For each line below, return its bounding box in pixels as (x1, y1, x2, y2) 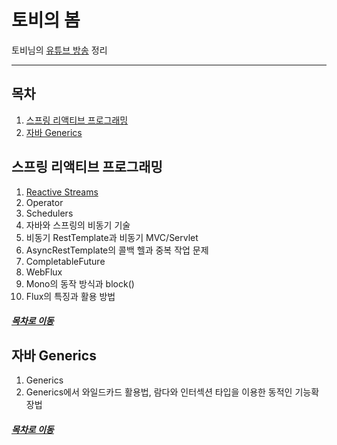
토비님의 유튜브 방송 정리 (11, 44, 108, 56)
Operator (25, 196, 64, 208)
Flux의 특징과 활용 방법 (25, 290, 116, 302)
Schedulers (25, 207, 74, 219)
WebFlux (25, 266, 63, 278)
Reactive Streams (25, 186, 99, 198)
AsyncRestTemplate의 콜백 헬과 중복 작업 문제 (25, 244, 209, 256)
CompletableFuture (25, 255, 106, 267)
